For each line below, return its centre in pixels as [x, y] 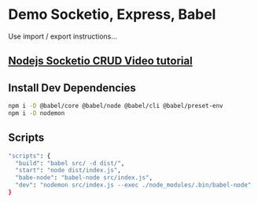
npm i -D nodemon [37, 113]
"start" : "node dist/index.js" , [68, 171]
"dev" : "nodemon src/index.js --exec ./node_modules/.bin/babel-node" [133, 185]
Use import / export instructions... [63, 36]
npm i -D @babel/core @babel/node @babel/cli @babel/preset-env [116, 106]
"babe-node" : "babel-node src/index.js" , [84, 178]
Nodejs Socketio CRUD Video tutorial [100, 61]
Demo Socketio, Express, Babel [112, 15]
